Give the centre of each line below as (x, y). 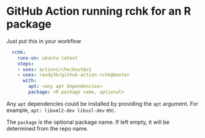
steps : (26, 64)
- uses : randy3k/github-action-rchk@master (74, 75)
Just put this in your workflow (44, 41)
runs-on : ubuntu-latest (48, 58)
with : (29, 81)
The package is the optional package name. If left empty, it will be (88, 122)
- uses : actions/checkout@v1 (54, 69)
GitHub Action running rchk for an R (99, 11)
